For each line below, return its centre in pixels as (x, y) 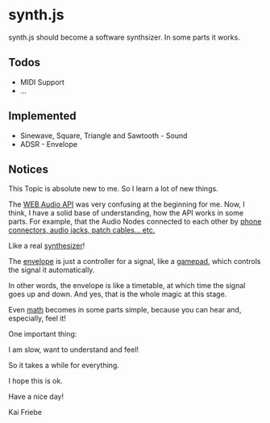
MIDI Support (42, 82)
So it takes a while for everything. (64, 366)
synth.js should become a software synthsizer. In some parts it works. (124, 37)
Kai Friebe (25, 413)
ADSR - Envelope (49, 144)
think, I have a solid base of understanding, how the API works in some (126, 213)
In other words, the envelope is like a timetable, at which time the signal (127, 286)
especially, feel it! (37, 318)
